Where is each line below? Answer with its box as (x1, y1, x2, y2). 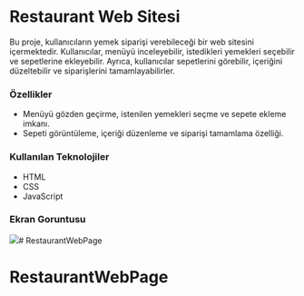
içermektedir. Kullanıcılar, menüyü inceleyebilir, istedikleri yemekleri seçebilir (9, 45, 295, 56)
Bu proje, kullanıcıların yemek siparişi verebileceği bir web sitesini (9, 36, 254, 47)
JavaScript (22, 191, 64, 202)
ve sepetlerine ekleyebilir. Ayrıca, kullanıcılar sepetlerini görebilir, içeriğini (9, 55, 283, 66)
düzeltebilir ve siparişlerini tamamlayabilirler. (9, 65, 175, 76)
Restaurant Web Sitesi (9, 6, 181, 27)
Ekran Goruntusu (9, 213, 86, 226)
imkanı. (22, 118, 50, 129)
